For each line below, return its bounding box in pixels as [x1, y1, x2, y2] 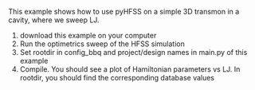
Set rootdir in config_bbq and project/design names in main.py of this [19, 48, 248, 57]
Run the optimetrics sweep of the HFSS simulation [19, 39, 185, 49]
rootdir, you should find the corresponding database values [19, 73, 215, 82]
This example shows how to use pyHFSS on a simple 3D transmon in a [8, 7, 240, 16]
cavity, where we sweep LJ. [8, 15, 100, 25]
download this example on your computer [19, 31, 157, 40]
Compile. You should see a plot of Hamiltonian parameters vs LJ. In [19, 65, 241, 74]
